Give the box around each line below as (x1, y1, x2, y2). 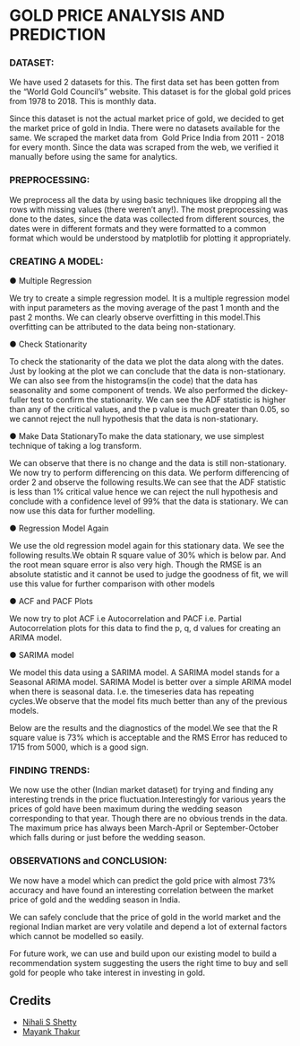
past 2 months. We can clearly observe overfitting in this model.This (9, 312, 261, 323)
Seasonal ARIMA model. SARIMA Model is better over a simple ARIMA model (9, 677, 292, 688)
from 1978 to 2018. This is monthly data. (9, 96, 157, 107)
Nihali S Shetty (21, 1016, 78, 1028)
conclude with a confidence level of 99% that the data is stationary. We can (9, 496, 289, 507)
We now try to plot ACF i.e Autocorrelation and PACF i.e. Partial (9, 613, 242, 624)
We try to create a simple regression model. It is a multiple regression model (9, 293, 290, 303)
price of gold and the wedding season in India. (9, 894, 181, 905)
